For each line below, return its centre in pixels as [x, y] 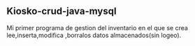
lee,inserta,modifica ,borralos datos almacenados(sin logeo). [94, 35]
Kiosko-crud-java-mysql [62, 11]
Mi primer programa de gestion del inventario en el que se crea [97, 27]
